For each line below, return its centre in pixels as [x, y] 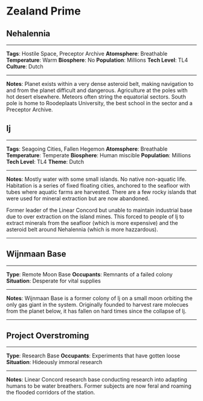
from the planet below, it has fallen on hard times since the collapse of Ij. [96, 311]
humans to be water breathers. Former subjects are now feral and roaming [99, 386]
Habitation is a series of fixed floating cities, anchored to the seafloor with [98, 185]
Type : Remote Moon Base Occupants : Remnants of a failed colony [90, 274]
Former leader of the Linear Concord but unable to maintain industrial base [99, 210]
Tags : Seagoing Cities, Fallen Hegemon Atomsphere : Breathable [87, 149]
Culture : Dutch [25, 67]
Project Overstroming [48, 336]
